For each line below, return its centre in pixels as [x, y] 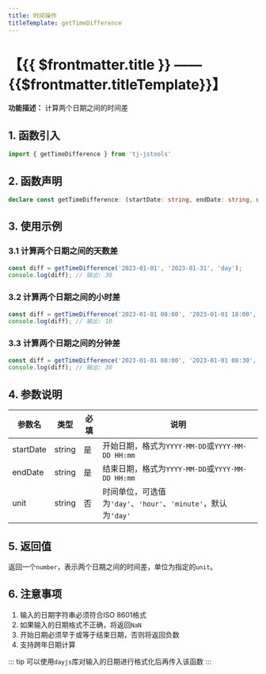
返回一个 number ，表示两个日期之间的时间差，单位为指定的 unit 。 [113, 566]
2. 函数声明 [35, 181]
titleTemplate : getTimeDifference [65, 23]
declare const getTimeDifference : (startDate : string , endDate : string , [131, 199]
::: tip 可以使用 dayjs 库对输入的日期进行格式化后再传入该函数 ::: [110, 661]
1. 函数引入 [34, 135]
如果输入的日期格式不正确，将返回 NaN [81, 625]
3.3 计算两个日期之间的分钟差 [65, 344]
